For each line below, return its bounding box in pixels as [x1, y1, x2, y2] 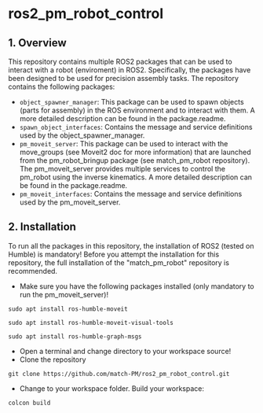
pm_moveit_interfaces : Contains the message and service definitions [19, 190, 243, 198]
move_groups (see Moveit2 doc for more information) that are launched [19, 147, 251, 157]
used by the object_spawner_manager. [19, 131, 145, 140]
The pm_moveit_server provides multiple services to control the [19, 164, 226, 173]
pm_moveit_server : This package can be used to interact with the [19, 139, 228, 148]
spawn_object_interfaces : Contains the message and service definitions [19, 123, 253, 131]
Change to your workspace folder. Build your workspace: [19, 383, 204, 393]
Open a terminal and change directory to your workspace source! [19, 346, 232, 356]
